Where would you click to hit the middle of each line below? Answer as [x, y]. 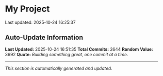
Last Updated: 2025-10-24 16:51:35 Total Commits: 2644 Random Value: [79, 49]
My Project [27, 9]
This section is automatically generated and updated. [59, 68]
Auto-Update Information [44, 38]
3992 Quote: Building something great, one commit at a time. [67, 54]
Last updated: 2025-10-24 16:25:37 [41, 22]
